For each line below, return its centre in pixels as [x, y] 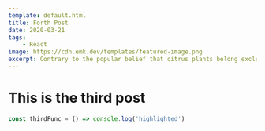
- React [35, 45]
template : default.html [47, 15]
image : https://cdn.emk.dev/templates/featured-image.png [105, 52]
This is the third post [77, 98]
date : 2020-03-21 [37, 30]
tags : [17, 37]
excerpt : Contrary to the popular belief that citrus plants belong [123, 60]
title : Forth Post [38, 23]
